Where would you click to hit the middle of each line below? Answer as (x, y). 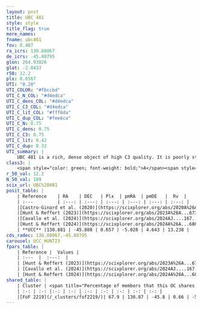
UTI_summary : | (25, 151)
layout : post (23, 12)
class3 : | (19, 163)
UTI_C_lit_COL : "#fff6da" (38, 112)
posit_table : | (25, 191)
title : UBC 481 (25, 17)
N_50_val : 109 (24, 180)
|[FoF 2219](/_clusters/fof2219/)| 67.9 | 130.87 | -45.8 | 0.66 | (103, 297)
